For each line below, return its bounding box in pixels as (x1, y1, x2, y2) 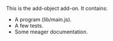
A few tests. (14, 23, 44, 29)
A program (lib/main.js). (14, 16, 72, 23)
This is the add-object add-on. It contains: (6, 5, 108, 12)
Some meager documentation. (14, 28, 88, 35)
